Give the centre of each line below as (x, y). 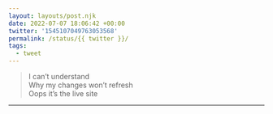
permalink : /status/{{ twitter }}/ (69, 38)
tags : (17, 46)
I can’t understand (59, 76)
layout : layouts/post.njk (52, 16)
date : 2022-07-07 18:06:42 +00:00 (67, 23)
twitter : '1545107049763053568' (63, 31)
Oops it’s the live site (63, 93)
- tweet (29, 53)
